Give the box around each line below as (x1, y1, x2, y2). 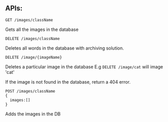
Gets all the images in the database (5, 26, 79, 32)
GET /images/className (5, 17, 53, 22)
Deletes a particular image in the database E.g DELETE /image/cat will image (5, 63, 163, 70)
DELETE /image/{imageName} (5, 55, 62, 60)
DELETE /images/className (5, 36, 60, 41)
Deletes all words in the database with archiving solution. (5, 45, 124, 51)
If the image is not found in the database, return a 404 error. (5, 78, 131, 85)
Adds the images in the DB (5, 111, 61, 117)
